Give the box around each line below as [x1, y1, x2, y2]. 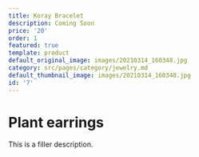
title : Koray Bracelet [8, 11, 84, 20]
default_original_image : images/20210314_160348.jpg [8, 57, 188, 65]
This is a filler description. [8, 139, 94, 149]
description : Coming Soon [8, 19, 94, 27]
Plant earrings [8, 113, 105, 131]
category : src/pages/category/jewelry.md [8, 64, 149, 72]
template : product [8, 49, 70, 57]
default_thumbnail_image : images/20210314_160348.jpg [8, 71, 192, 79]
